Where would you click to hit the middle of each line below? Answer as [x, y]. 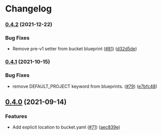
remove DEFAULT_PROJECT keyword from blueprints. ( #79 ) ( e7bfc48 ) [85, 86]
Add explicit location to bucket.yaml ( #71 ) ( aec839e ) [66, 127]
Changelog [28, 9]
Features [16, 116]
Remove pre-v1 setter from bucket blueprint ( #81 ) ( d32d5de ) [75, 49]
